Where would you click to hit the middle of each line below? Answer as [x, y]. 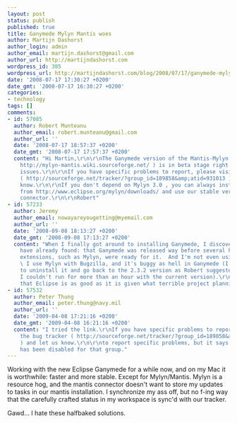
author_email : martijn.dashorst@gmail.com [71, 54]
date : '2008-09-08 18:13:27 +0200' [66, 231]
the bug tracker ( [47, 336]
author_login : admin [38, 47]
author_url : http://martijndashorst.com [68, 60]
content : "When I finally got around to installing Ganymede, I [110, 244]
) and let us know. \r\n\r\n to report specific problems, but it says [124, 343]
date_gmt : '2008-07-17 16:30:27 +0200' [66, 86]
